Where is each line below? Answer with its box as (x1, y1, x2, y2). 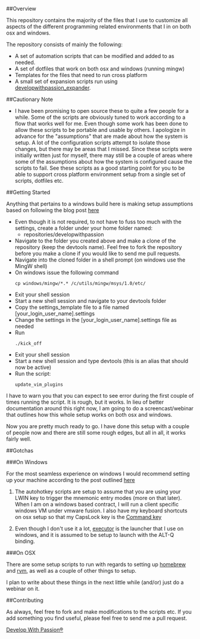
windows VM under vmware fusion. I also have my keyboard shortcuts (14, 507, 187, 514)
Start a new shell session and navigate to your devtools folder (14, 297, 167, 304)
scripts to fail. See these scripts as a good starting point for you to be (14, 164, 185, 171)
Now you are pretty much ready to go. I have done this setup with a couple (6, 423, 189, 429)
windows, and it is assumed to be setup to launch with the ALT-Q (14, 532, 174, 538)
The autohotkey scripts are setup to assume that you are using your (14, 488, 181, 495)
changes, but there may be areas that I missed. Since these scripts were (14, 146, 192, 152)
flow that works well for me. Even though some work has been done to (14, 120, 189, 127)
